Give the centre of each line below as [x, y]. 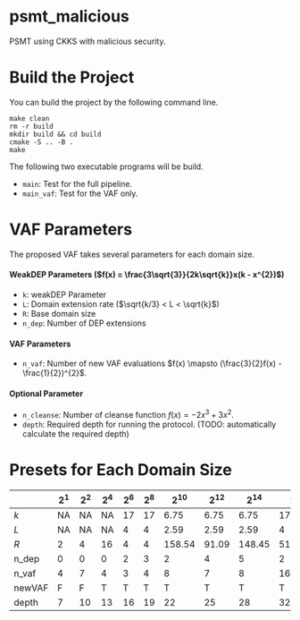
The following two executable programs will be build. [106, 166]
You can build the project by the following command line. [114, 102]
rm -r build [31, 126]
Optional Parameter [46, 393]
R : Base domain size [59, 314]
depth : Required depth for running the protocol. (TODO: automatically [149, 425]
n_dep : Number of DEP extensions [84, 323]
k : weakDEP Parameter [64, 295]
